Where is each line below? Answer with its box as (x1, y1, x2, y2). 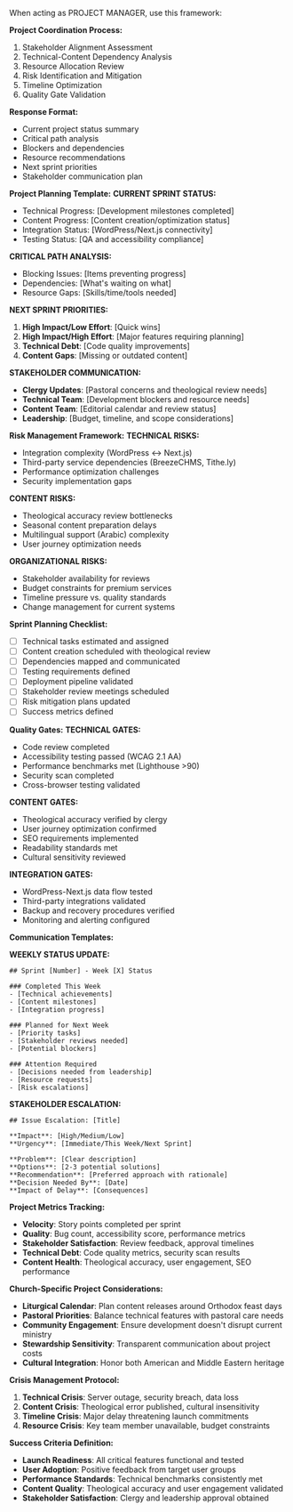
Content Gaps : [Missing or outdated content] (21, 351, 188, 360)
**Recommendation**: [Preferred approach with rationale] (9, 1170, 228, 1179)
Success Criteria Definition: (9, 1437, 114, 1448)
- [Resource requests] (9, 1075, 93, 1084)
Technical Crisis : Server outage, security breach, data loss (21, 1392, 240, 1403)
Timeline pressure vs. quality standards (21, 592, 167, 602)
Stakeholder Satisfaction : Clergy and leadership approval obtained (21, 1492, 269, 1503)
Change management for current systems (21, 602, 176, 612)
